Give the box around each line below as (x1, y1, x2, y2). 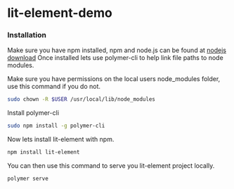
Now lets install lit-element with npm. (7, 135, 115, 144)
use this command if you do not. (7, 83, 100, 91)
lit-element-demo (7, 5, 112, 21)
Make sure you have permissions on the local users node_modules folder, (7, 75, 221, 83)
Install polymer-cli (7, 109, 60, 117)
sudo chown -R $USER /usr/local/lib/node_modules (7, 96, 156, 103)
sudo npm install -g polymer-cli (7, 122, 105, 130)
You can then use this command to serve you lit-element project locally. (7, 161, 215, 170)
